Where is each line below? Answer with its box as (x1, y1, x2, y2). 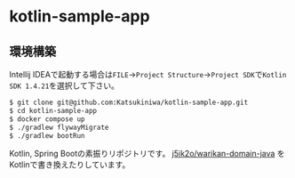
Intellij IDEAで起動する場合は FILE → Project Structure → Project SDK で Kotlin (9, 69, 287, 79)
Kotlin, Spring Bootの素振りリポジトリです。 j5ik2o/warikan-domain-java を (9, 149, 286, 159)
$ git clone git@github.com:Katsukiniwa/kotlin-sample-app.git (9, 98, 249, 107)
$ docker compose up (9, 114, 86, 124)
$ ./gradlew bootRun (9, 131, 86, 140)
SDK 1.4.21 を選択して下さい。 (9, 80, 120, 91)
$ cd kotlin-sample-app (9, 106, 98, 115)
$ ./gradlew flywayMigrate (9, 123, 109, 132)
